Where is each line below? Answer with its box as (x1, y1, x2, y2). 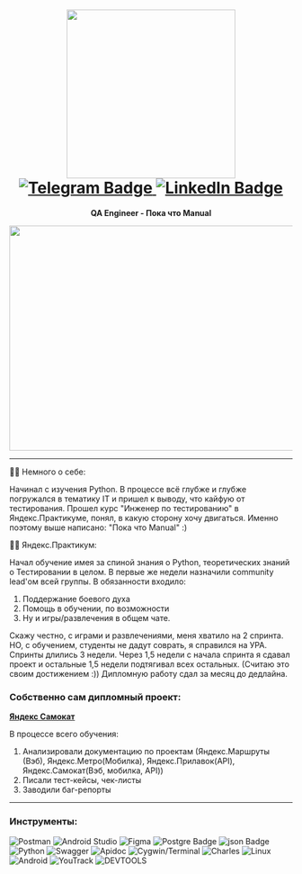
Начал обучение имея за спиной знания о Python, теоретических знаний (9, 556, 290, 567)
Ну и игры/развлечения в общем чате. (22, 612, 171, 623)
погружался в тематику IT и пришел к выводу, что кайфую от (9, 493, 245, 504)
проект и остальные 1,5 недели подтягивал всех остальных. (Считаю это (9, 658, 290, 670)
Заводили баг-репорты (22, 784, 111, 796)
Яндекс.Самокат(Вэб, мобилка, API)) (22, 765, 164, 776)
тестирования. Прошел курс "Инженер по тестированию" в (9, 502, 240, 513)
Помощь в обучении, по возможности (22, 603, 170, 614)
